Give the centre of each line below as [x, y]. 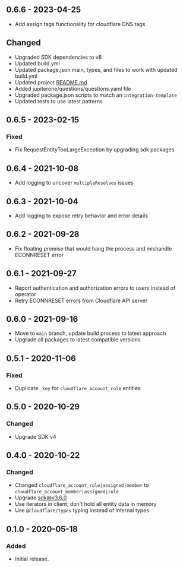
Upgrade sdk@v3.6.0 [41, 498]
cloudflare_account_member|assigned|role [67, 492]
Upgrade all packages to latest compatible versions [78, 340]
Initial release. [32, 559]
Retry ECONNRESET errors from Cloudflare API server [81, 300]
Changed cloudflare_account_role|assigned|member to [82, 485]
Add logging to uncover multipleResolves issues [74, 183]
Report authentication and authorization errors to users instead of [95, 288]
